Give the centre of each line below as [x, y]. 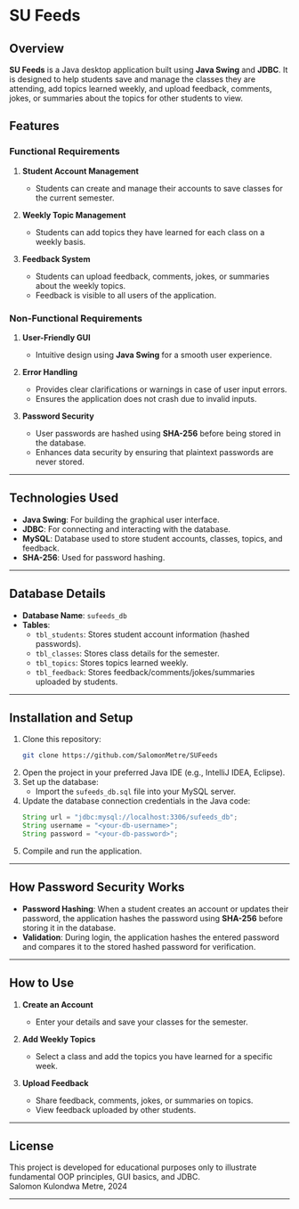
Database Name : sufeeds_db [74, 615]
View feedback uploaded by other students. [116, 1109]
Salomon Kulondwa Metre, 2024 [68, 1187]
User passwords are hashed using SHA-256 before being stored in [158, 433]
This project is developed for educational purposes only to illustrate [133, 1167]
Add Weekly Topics [59, 1039]
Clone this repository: [61, 739]
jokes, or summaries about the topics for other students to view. [126, 98]
